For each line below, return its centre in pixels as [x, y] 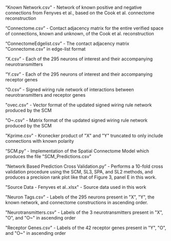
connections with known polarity [40, 141]
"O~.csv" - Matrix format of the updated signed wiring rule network [77, 120]
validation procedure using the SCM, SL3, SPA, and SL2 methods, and [79, 172]
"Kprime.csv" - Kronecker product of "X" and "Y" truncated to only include [84, 136]
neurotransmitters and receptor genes [46, 95]
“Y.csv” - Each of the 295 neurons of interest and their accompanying [79, 74]
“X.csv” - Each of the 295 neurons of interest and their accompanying [79, 59]
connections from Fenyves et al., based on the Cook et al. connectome [80, 13]
